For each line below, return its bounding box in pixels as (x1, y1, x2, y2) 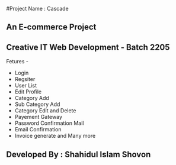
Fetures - (6, 58, 28, 65)
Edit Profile (14, 88, 42, 95)
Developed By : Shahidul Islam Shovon (6, 149, 151, 159)
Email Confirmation (14, 126, 62, 133)
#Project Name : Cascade (6, 5, 69, 12)
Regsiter (14, 76, 36, 83)
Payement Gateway (14, 114, 63, 121)
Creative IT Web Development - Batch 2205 (6, 42, 170, 52)
